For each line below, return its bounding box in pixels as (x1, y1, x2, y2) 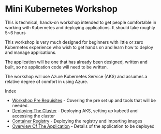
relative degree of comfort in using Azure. (5, 79, 88, 84)
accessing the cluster (12, 113, 55, 118)
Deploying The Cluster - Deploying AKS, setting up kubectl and (12, 108, 138, 114)
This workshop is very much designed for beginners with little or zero (5, 39, 144, 45)
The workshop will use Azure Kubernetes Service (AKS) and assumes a (5, 73, 147, 79)
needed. (12, 102, 29, 108)
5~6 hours (5, 30, 26, 35)
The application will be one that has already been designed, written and (5, 59, 147, 65)
